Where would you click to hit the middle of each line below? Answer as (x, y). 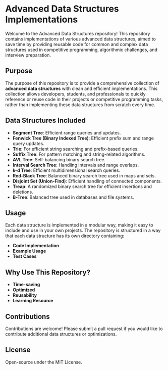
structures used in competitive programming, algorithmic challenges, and (81, 50)
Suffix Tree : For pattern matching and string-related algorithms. (79, 154)
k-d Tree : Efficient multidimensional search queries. (66, 170)
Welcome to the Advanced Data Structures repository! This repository (78, 33)
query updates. (28, 143)
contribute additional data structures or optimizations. (61, 334)
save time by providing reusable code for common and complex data (77, 44)
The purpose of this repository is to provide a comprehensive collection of (82, 83)
